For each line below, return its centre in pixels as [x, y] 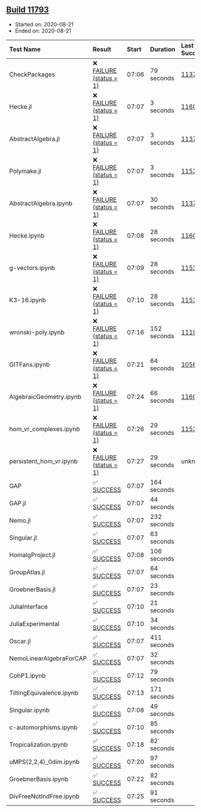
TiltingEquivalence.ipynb [44, 693]
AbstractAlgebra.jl [34, 139]
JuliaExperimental [34, 624]
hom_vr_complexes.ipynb [45, 429]
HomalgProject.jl [32, 555]
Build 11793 [28, 10]
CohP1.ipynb [28, 675]
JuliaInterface [28, 606]
